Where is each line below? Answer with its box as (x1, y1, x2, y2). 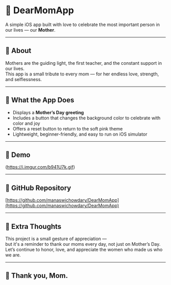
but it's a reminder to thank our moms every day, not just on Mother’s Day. (5, 241, 161, 247)
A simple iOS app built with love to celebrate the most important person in (5, 21, 160, 28)
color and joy (12, 120, 41, 126)
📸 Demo (5, 150, 31, 159)
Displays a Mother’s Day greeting (12, 109, 84, 115)
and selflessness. (5, 76, 42, 82)
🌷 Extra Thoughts (5, 222, 62, 231)
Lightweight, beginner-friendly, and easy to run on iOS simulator (12, 131, 148, 137)
